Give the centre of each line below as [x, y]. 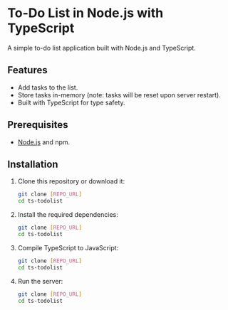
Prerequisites [38, 125]
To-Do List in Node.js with [85, 13]
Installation [33, 164]
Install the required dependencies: [68, 215]
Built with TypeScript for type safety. [72, 102]
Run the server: [40, 281]
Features [27, 70]
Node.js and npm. [44, 142]
